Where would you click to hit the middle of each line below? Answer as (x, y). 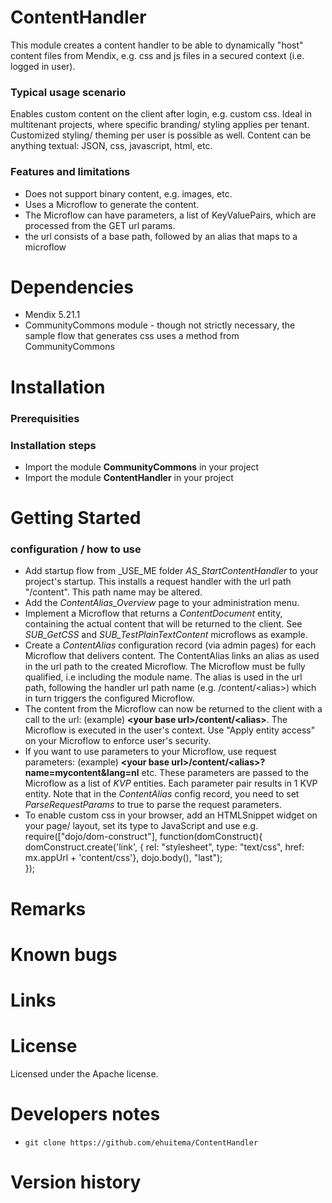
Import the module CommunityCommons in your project (142, 467)
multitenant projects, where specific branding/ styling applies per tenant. (160, 125)
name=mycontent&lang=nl (82, 773)
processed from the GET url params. (100, 225)
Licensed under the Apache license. (84, 1073)
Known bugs (64, 954)
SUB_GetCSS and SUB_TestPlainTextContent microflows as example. (166, 635)
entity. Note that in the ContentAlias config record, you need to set (162, 794)
